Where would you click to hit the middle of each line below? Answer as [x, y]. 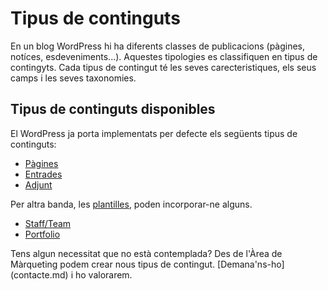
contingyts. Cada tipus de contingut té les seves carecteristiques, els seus [163, 67]
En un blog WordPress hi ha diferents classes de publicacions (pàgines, [158, 46]
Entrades [43, 174]
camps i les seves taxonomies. [73, 78]
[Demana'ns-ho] [251, 264]
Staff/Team [48, 223]
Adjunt [38, 184]
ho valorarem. [103, 274]
